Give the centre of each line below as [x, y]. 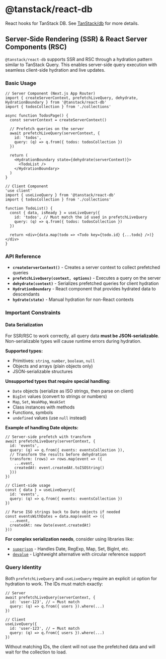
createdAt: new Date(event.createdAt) [51, 525]
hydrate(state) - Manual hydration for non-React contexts [73, 299]
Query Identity [23, 568]
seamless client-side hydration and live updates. [55, 70]
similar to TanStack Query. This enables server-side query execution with [81, 65]
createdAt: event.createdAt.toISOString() [59, 468]
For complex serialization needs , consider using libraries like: [70, 539]
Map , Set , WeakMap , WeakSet [39, 402]
